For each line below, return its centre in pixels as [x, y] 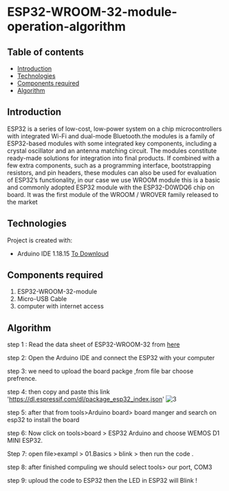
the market [22, 202]
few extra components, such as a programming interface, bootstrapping [109, 165]
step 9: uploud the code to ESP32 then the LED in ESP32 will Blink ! [102, 481]
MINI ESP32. [25, 441]
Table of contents [45, 52]
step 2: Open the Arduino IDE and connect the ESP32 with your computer [111, 358]
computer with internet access [61, 306]
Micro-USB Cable [42, 299]
